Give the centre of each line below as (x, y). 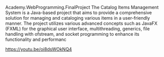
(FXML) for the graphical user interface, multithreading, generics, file (78, 29)
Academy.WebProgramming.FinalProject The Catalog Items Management (82, 7)
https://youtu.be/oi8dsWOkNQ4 (39, 49)
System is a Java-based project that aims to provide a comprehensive (79, 13)
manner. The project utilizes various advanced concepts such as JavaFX (81, 23)
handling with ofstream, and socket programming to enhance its (72, 34)
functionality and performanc (36, 39)
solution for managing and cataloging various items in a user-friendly (78, 18)
